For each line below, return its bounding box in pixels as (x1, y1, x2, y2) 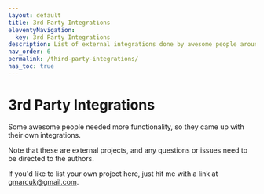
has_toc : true (8, 63, 55, 70)
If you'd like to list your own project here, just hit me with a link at (8, 169, 218, 178)
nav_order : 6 (8, 48, 51, 56)
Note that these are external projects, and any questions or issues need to (8, 145, 248, 155)
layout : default (8, 11, 61, 20)
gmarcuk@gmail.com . (8, 177, 79, 186)
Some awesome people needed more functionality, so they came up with (8, 122, 245, 131)
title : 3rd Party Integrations (8, 19, 111, 27)
